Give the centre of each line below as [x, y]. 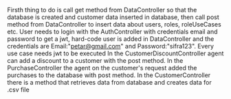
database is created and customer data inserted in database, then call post [113, 17]
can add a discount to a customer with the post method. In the [95, 60]
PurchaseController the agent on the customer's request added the [102, 68]
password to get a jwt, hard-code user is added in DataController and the [111, 39]
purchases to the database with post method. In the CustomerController [109, 75]
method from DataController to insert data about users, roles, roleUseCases [114, 24]
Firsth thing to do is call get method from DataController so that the [102, 10]
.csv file [18, 89]
